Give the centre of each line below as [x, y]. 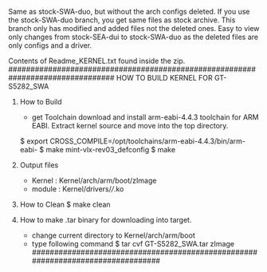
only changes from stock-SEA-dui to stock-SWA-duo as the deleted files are [133, 37]
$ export [34, 141]
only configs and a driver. [50, 45]
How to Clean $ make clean [65, 204]
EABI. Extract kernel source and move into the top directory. [130, 126]
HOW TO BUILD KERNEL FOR [164, 78]
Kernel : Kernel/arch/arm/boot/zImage [94, 180]
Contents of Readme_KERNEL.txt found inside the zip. [97, 61]
